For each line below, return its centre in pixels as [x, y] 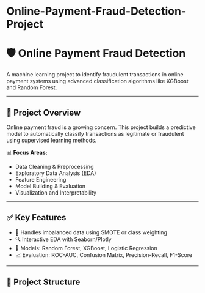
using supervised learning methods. [52, 140]
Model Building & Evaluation [50, 186]
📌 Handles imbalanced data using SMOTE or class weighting [91, 232]
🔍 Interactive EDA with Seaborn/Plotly [63, 239]
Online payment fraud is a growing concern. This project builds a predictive [101, 127]
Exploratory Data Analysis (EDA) [56, 173]
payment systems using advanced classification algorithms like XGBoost [97, 81]
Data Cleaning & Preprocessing [54, 166]
